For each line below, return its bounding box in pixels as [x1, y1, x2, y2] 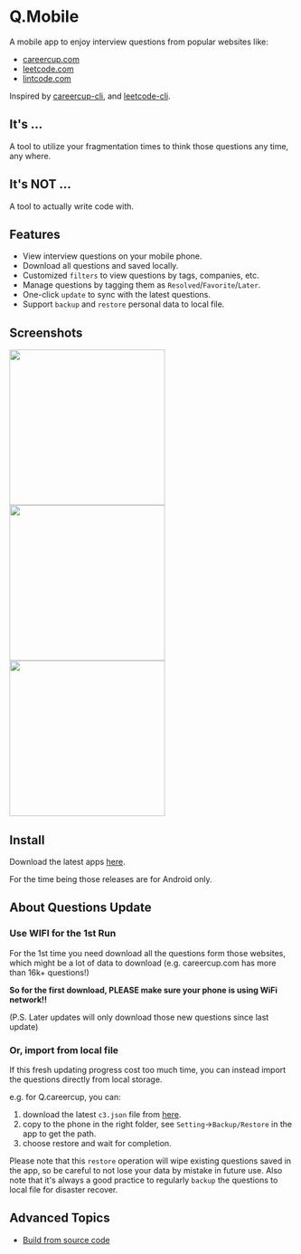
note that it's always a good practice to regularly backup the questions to [9, 1174, 278, 1185]
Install [9, 832, 45, 848]
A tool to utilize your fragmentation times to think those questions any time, [9, 140, 289, 151]
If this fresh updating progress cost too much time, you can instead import [9, 1064, 287, 1075]
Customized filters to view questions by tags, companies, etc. [22, 270, 259, 281]
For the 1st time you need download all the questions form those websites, [9, 947, 287, 958]
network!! [9, 993, 48, 1005]
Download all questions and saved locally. [22, 261, 179, 271]
